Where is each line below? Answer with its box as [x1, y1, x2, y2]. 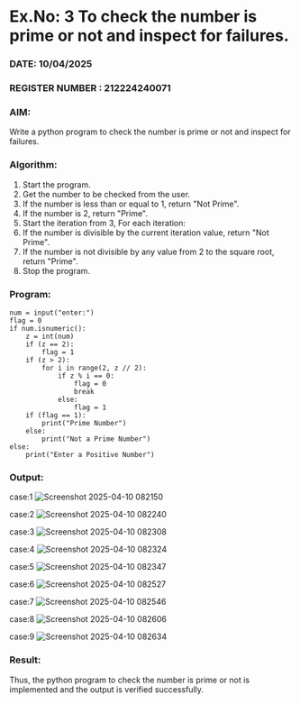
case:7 [9, 597, 34, 608]
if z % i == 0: [57, 371, 115, 380]
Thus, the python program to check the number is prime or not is [9, 674, 250, 685]
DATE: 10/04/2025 [9, 58, 93, 70]
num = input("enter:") [9, 308, 95, 317]
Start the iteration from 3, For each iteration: [22, 217, 186, 228]
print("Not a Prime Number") [41, 434, 151, 443]
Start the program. [22, 178, 92, 190]
